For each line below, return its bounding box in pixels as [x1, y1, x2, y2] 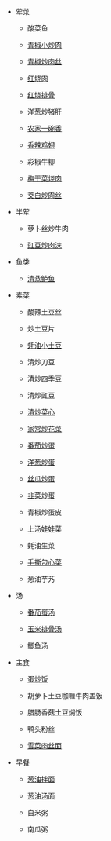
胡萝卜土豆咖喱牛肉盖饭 [27, 691, 103, 700]
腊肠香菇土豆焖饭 [27, 708, 83, 717]
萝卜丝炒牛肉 [27, 224, 69, 233]
